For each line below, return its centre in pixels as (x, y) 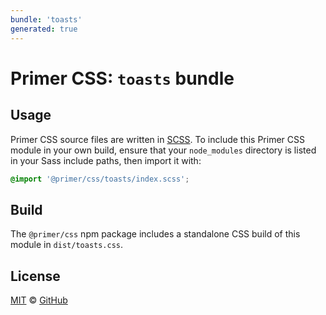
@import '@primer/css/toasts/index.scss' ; (100, 179)
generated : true (44, 29)
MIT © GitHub (39, 300)
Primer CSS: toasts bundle (122, 78)
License (35, 276)
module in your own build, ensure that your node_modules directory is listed (163, 150)
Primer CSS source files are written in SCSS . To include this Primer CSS (157, 139)
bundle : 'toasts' (46, 19)
